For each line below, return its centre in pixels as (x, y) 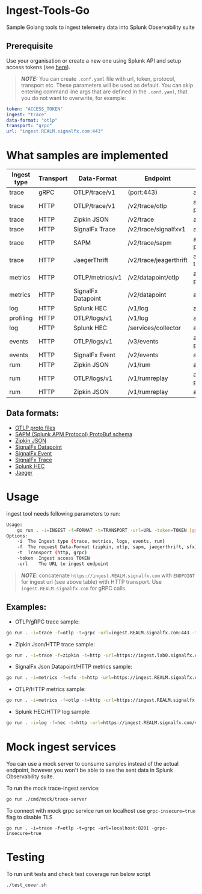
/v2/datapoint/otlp (153, 278)
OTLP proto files (35, 428)
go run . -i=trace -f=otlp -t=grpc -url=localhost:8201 (78, 828)
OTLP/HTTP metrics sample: (50, 689)
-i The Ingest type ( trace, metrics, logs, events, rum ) (91, 542)
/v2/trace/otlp (147, 206)
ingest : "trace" (26, 114)
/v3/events (143, 342)
